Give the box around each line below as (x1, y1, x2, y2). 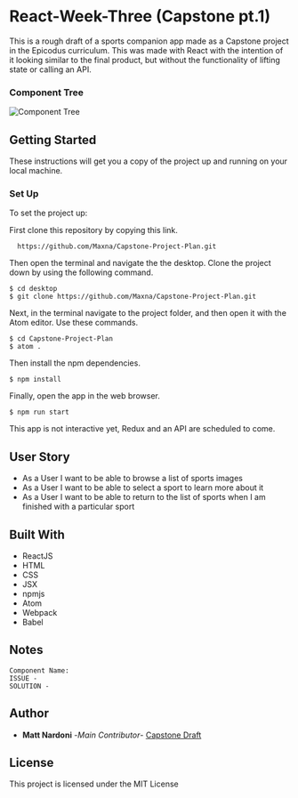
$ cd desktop (9, 285, 58, 294)
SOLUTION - (9, 681, 50, 690)
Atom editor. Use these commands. (9, 318, 139, 328)
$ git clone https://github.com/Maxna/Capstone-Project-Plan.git (9, 292, 256, 302)
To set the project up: (9, 207, 88, 219)
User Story (9, 449, 70, 464)
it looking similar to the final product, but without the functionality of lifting (9, 54, 280, 65)
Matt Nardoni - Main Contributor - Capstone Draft (21, 729, 202, 740)
